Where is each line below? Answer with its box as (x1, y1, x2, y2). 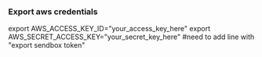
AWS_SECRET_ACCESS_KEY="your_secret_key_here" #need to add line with (8, 32, 255, 41)
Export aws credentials (8, 6, 98, 17)
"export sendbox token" (8, 41, 86, 50)
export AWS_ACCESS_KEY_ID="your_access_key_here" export (8, 24, 211, 34)
